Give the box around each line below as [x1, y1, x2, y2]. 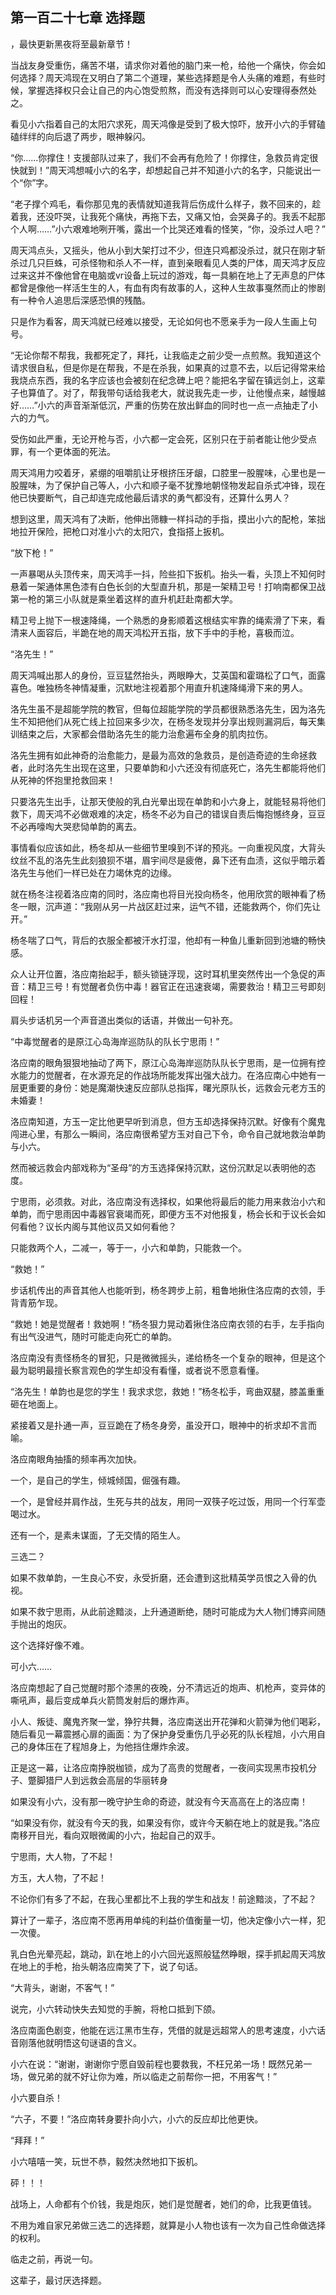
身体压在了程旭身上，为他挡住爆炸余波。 [27, 1740, 195, 1752]
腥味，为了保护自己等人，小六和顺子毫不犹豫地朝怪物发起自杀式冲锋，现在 [18, 479, 326, 491]
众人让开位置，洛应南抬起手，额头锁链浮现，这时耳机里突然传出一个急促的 [10, 968, 317, 980]
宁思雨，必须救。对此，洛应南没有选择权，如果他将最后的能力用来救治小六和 [10, 1195, 326, 1207]
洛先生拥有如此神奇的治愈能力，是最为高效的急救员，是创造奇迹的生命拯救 [10, 749, 317, 761]
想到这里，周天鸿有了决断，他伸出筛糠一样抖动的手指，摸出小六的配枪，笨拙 [10, 513, 326, 525]
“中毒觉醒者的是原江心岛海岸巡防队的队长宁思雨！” [10, 1035, 220, 1047]
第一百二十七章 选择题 [10, 9, 145, 27]
